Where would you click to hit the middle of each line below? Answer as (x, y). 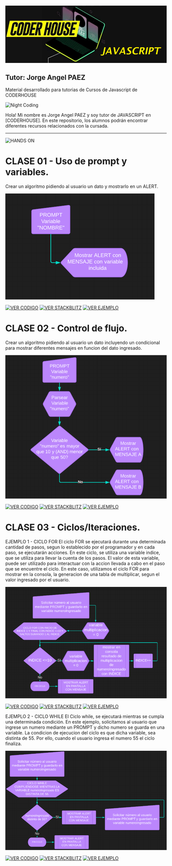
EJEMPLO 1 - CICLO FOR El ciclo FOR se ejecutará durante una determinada (85, 542)
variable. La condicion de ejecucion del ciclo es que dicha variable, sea (81, 732)
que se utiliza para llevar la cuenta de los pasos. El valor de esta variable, (82, 558)
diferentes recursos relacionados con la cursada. (57, 126)
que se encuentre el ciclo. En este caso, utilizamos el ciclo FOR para (77, 569)
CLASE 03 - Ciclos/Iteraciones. (73, 527)
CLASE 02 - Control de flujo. (66, 329)
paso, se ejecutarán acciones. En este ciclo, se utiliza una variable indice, (83, 553)
